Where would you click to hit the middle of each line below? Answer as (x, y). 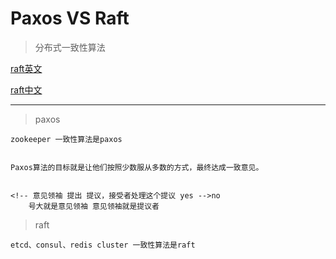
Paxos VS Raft (70, 18)
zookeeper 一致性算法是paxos (66, 139)
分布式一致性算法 (70, 47)
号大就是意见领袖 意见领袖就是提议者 (94, 206)
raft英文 (26, 68)
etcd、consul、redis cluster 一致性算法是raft (103, 245)
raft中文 (26, 89)
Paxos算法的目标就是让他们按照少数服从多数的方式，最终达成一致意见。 (137, 167)
